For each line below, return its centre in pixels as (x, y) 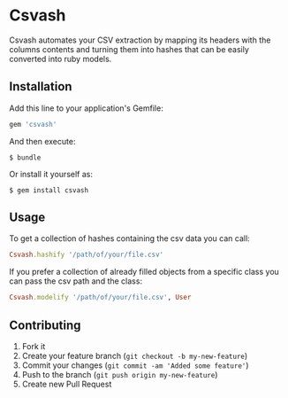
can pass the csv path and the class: (76, 281)
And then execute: (42, 141)
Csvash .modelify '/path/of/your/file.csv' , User (100, 298)
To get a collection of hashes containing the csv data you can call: (129, 238)
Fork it (34, 346)
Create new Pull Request (67, 384)
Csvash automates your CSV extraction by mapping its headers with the (140, 40)
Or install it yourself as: (51, 174)
